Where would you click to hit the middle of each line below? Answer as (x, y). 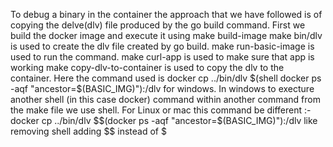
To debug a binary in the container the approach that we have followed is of (166, 14)
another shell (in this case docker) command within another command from (165, 99)
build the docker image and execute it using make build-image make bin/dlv (166, 35)
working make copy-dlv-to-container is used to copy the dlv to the (147, 67)
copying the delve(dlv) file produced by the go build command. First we (158, 25)
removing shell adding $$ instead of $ (88, 131)
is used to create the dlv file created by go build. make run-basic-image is (162, 46)
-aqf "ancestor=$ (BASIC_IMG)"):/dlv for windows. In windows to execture (162, 88)
